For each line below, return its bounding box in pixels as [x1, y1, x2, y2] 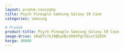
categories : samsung [5, 16, 48, 21]
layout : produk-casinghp [5, 7, 56, 12]
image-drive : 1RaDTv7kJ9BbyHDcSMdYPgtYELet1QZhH [5, 34, 106, 39]
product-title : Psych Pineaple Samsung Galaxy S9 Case [5, 30, 120, 34]
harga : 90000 [5, 38, 32, 44]
